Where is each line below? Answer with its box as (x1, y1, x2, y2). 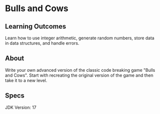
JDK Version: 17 (5, 104, 36, 110)
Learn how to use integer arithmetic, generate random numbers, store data (5, 35, 155, 41)
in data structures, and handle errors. (5, 40, 80, 46)
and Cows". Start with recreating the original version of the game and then (5, 72, 154, 78)
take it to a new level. (5, 77, 48, 83)
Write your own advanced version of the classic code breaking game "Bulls (5, 67, 155, 73)
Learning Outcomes (5, 22, 66, 31)
